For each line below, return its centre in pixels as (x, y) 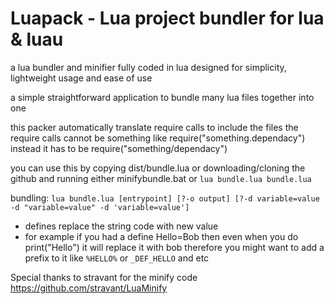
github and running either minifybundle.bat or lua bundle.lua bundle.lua (161, 178)
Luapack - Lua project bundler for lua (167, 18)
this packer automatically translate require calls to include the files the (154, 127)
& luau (37, 39)
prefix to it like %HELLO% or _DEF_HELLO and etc (117, 258)
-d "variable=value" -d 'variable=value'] (100, 207)
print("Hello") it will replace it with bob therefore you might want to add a (174, 247)
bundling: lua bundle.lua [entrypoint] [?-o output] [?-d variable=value (165, 198)
